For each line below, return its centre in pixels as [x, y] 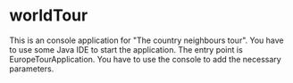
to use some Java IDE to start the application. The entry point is [126, 49]
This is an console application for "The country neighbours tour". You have [146, 40]
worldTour [49, 16]
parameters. [32, 69]
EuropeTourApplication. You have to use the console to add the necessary [145, 59]
